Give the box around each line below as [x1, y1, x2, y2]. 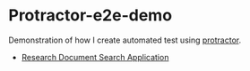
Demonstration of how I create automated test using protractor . [8, 35, 242, 45]
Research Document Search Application [21, 51, 169, 62]
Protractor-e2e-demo [8, 5, 172, 26]
